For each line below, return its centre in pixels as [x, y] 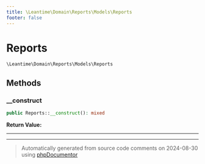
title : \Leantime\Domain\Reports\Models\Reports [69, 12]
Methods [24, 83]
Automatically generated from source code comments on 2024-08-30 [110, 148]
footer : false [24, 18]
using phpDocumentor [49, 155]
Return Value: [24, 125]
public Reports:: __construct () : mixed [56, 113]
